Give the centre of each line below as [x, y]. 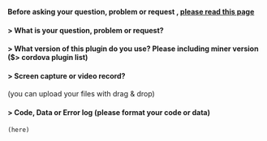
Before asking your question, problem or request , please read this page [131, 12]
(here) [19, 130]
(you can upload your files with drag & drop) [81, 94]
